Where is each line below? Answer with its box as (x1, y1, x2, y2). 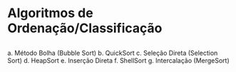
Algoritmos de (7, 5, 94, 21)
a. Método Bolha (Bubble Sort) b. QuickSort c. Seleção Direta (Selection (7, 48, 218, 57)
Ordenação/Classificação (7, 20, 163, 36)
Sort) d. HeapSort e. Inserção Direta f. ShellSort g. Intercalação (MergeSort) (7, 56, 230, 65)
